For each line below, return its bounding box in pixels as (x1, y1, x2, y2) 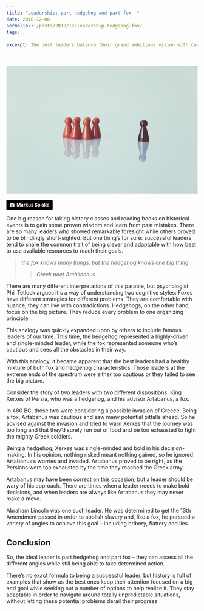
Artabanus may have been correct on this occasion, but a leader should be (6, 476, 193, 483)
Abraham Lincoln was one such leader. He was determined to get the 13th (6, 507, 191, 514)
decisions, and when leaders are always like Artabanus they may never (6, 489, 184, 496)
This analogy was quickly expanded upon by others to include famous (6, 327, 182, 334)
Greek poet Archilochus (36, 271, 96, 278)
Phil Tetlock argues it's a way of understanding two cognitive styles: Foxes (6, 289, 193, 296)
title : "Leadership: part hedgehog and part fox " (6, 10, 140, 16)
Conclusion (6, 538, 51, 548)
